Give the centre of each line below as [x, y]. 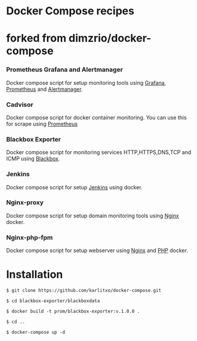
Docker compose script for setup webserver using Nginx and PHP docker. [97, 251]
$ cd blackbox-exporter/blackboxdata [53, 301]
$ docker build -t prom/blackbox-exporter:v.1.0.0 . [73, 312]
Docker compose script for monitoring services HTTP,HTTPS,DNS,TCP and [99, 152]
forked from [36, 39]
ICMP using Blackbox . [33, 159]
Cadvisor [20, 105]
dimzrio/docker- [110, 39]
